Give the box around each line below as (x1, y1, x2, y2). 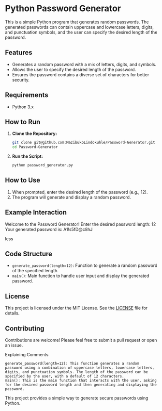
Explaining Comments (5, 352, 49, 358)
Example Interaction (5, 208, 67, 216)
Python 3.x (12, 104, 34, 110)
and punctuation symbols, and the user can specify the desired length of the (5, 29, 158, 35)
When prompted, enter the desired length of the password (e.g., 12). (12, 189, 148, 195)
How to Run (5, 117, 41, 126)
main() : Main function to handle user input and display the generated (12, 273, 149, 279)
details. (5, 310, 20, 316)
